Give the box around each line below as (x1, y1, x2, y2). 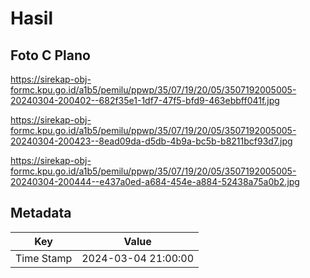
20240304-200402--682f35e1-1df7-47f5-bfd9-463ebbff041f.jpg (10, 95, 280, 106)
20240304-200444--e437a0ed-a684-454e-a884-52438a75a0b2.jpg (10, 176, 300, 187)
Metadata (10, 205, 72, 222)
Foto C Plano (10, 47, 91, 64)
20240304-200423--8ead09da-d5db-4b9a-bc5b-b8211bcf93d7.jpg (10, 135, 293, 147)
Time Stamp (15, 251, 73, 265)
